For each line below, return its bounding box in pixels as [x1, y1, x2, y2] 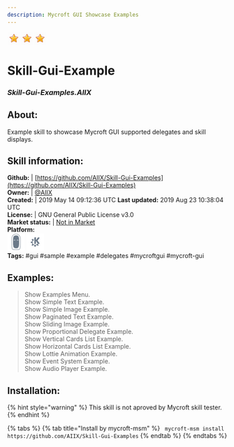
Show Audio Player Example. [24, 365, 108, 373]
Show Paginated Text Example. [24, 312, 114, 321]
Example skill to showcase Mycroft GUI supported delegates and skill [7, 128, 206, 136]
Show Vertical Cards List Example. [24, 335, 124, 343]
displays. [7, 135, 34, 143]
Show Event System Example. [24, 357, 110, 365]
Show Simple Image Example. [24, 305, 110, 314]
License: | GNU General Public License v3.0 [7, 211, 134, 219]
